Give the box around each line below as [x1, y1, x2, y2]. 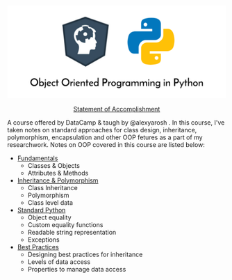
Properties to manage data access [27, 265, 126, 273]
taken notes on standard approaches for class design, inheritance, [7, 125, 197, 134]
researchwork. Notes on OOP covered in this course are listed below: [7, 140, 205, 148]
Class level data [27, 198, 74, 207]
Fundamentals [17, 154, 58, 162]
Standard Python [17, 205, 66, 214]
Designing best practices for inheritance [27, 250, 143, 258]
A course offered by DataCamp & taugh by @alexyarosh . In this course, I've [7, 118, 225, 127]
